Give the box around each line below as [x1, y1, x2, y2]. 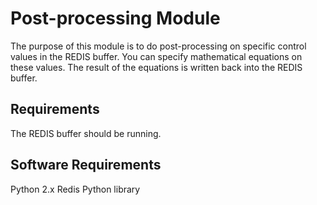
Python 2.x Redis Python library [10, 183, 141, 195]
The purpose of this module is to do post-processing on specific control [10, 40, 307, 52]
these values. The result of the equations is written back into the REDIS [10, 61, 303, 73]
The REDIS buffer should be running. [10, 127, 162, 139]
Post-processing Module [10, 7, 221, 30]
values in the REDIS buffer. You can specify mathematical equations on [10, 50, 303, 62]
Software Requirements [10, 157, 162, 174]
